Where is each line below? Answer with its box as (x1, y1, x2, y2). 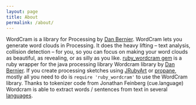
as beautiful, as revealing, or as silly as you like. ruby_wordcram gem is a (6, 54, 182, 62)
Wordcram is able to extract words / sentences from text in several (6, 86, 168, 93)
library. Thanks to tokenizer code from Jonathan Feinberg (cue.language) (6, 80, 184, 87)
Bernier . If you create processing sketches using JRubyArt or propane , (6, 67, 177, 74)
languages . (6, 92, 34, 99)
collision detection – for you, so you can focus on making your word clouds (6, 48, 188, 55)
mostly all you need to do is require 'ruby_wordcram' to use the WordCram (6, 73, 188, 80)
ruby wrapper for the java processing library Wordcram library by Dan (6, 61, 175, 68)
